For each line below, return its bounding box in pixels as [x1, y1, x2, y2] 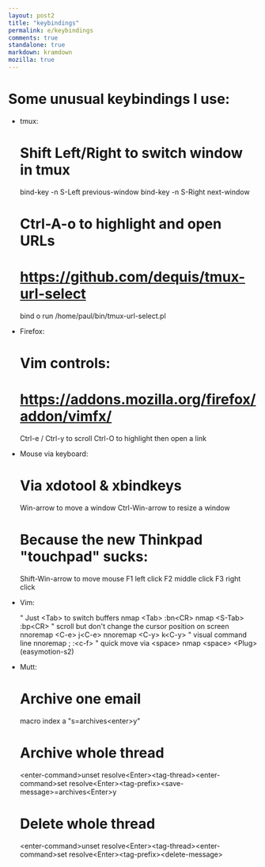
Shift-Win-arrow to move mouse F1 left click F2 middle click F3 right [19, 574, 241, 583]
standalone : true [8, 41, 66, 49]
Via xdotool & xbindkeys [19, 477, 182, 495]
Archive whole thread [19, 744, 165, 762]
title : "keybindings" [8, 19, 80, 27]
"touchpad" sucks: [19, 548, 149, 566]
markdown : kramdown [8, 48, 73, 56]
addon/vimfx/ [19, 408, 112, 425]
